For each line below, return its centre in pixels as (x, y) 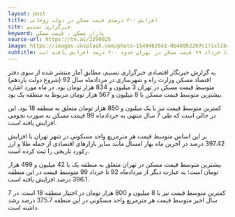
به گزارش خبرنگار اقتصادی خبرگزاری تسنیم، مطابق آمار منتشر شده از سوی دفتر (112, 72)
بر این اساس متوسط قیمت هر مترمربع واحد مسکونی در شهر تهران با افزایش (108, 136)
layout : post (27, 14)
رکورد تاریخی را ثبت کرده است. (49, 151)
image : (17, 46)
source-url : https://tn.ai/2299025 (60, 40)
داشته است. (23, 207)
